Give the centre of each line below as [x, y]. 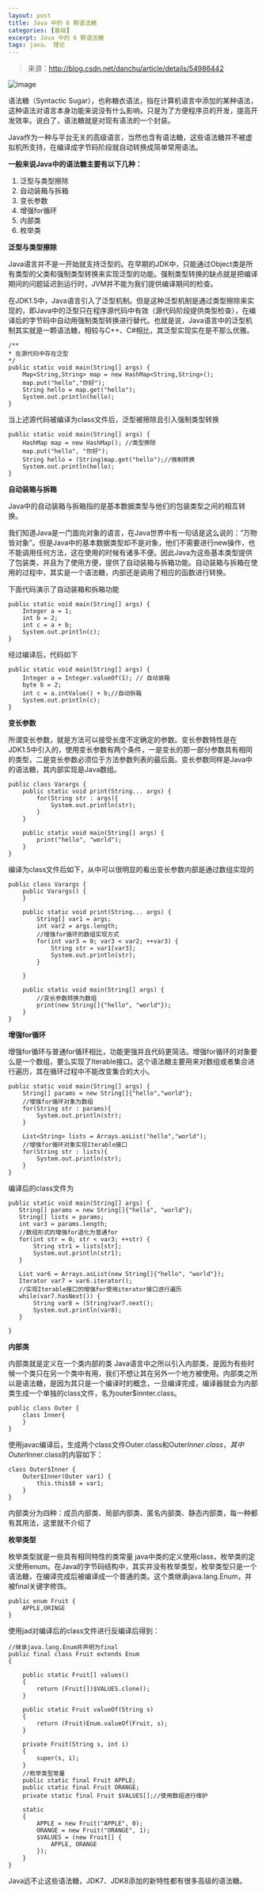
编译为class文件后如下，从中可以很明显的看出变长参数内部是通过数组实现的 [131, 870]
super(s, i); [58, 1758]
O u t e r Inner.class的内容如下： [56, 1455]
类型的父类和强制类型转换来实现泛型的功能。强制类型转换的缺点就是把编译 [136, 274]
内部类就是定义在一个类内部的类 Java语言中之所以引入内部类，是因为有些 [128, 1364]
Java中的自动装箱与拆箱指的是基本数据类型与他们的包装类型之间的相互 [123, 506]
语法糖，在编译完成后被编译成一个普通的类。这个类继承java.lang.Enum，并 [130, 1576]
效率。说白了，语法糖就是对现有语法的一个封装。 [95, 120]
